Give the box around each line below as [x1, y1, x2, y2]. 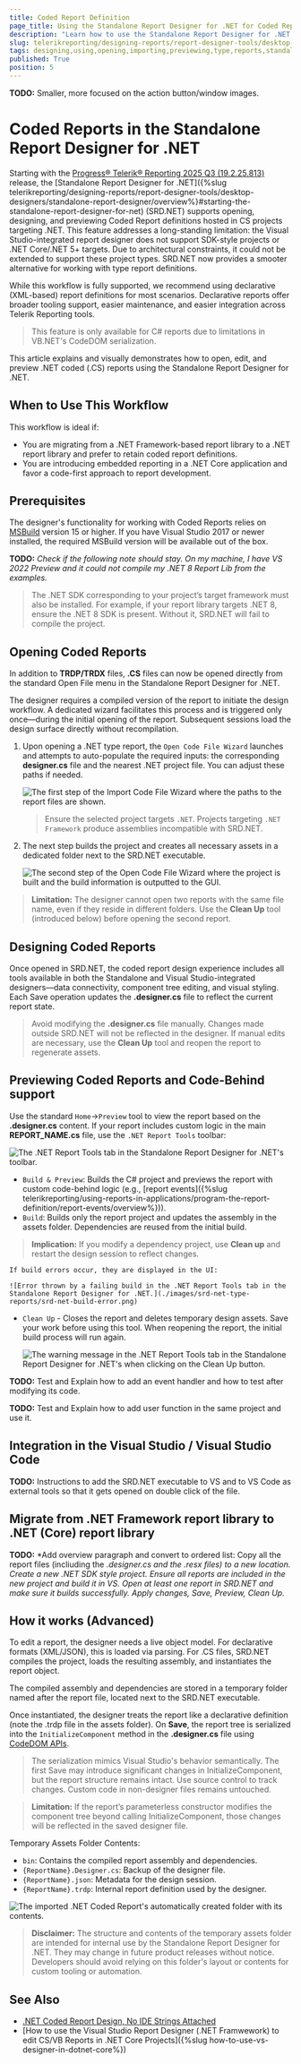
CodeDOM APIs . [9, 1738, 70, 1749]
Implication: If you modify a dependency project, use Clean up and [30, 1238, 280, 1249]
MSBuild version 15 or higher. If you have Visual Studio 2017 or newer [9, 527, 265, 537]
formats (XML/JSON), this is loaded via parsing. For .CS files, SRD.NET [9, 1647, 270, 1657]
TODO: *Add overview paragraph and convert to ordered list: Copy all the [9, 1549, 282, 1560]
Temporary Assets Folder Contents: [9, 1837, 141, 1849]
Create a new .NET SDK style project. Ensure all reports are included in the [9, 1568, 287, 1579]
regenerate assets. [30, 1047, 101, 1058]
